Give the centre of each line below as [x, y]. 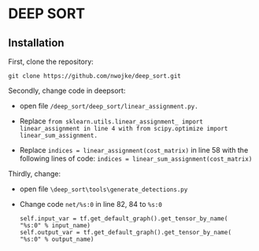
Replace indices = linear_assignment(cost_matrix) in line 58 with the [134, 150]
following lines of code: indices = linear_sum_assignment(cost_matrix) [136, 159]
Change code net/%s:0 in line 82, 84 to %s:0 [91, 204]
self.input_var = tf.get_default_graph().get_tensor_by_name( [124, 219]
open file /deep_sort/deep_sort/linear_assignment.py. [109, 106]
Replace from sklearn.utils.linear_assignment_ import [111, 121]
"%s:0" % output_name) [57, 239]
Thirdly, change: [35, 173]
